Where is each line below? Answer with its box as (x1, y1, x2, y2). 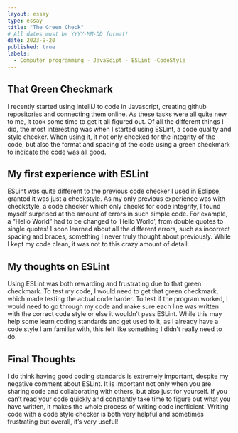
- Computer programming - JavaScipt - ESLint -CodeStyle (13, 57, 186, 64)
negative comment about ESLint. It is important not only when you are (7, 380, 212, 388)
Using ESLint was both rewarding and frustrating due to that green (7, 279, 202, 288)
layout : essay (7, 10, 50, 18)
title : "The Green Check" (7, 24, 84, 31)
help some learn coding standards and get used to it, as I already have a (7, 318, 219, 326)
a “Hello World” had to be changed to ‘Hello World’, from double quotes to (7, 217, 224, 226)
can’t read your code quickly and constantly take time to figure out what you (7, 395, 231, 403)
